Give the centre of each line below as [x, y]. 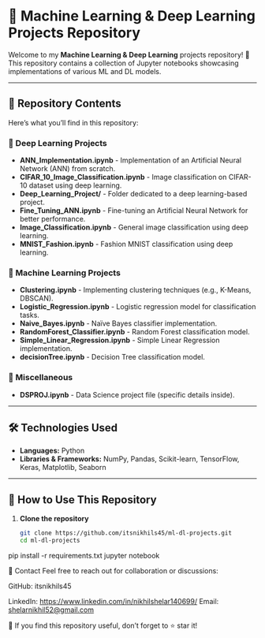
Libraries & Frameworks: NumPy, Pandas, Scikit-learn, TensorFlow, [129, 459]
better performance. [52, 219]
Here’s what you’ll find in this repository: [73, 122]
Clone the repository [54, 519]
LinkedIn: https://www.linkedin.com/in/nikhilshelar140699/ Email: [114, 602]
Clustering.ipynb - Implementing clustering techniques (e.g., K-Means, [135, 290]
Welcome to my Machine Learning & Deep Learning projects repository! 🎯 [129, 54]
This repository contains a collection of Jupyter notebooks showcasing [123, 63]
